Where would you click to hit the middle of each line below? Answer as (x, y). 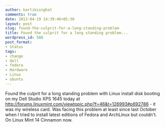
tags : (11, 51)
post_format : (19, 42)
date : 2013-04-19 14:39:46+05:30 (40, 19)
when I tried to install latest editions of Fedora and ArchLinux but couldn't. (81, 115)
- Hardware (16, 70)
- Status (14, 47)
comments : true (21, 14)
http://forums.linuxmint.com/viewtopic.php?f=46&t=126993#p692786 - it (81, 104)
